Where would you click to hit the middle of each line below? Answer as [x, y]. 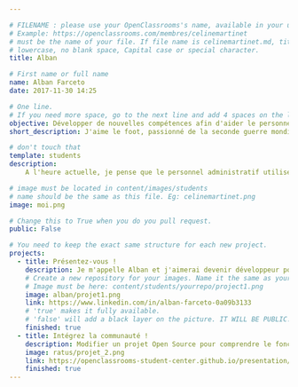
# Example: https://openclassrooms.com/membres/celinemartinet [129, 33]
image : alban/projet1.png [73, 295]
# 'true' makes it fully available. [93, 312]
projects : [27, 254]
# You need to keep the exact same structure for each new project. [138, 245]
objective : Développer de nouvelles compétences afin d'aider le [132, 123]
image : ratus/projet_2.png [75, 352]
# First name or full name [59, 75]
